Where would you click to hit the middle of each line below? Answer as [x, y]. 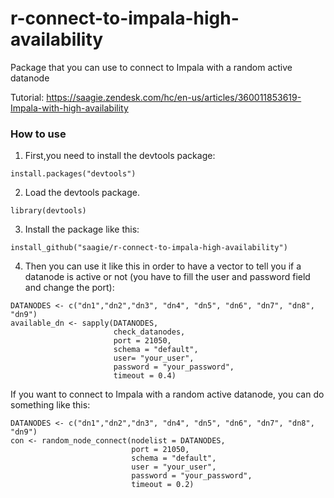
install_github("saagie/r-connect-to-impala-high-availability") [149, 248]
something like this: [50, 405]
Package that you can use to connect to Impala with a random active [151, 67]
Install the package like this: [82, 229]
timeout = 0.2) [163, 485]
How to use [38, 134]
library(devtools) [48, 211]
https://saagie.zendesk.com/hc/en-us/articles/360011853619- [174, 97]
